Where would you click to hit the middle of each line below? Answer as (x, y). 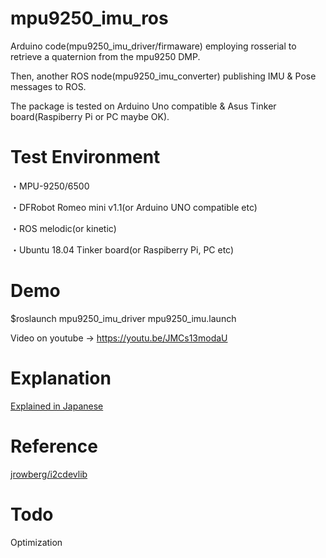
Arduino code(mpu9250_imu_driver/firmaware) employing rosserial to (153, 46)
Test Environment (85, 157)
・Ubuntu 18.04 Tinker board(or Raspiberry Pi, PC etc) (122, 249)
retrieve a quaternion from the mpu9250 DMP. (105, 56)
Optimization (36, 542)
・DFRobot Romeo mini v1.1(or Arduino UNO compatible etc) (134, 207)
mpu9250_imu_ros (89, 18)
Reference (54, 446)
